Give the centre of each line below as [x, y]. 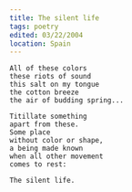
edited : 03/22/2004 [46, 35]
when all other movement [56, 156]
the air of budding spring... [67, 101]
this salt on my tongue [55, 85]
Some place [30, 133]
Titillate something [49, 117]
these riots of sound [51, 77]
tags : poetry [34, 27]
